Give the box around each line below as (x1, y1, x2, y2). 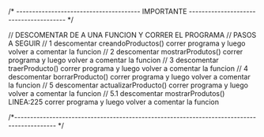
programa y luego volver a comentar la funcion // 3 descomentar (8, 55, 219, 65)
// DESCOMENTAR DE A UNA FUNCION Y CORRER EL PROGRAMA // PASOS (8, 31, 257, 39)
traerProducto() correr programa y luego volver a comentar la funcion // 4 (8, 64, 249, 73)
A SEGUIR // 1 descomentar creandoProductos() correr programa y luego (8, 39, 246, 48)
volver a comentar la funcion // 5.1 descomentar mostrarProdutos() (8, 89, 225, 98)
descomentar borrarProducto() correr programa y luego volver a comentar (8, 72, 251, 81)
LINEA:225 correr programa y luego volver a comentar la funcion (8, 98, 220, 106)
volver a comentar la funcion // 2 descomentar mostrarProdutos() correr (8, 47, 243, 56)
